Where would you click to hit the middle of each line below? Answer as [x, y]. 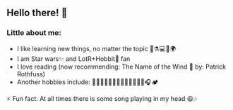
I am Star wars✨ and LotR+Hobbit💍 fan [73, 59]
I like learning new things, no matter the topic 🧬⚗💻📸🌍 [96, 48]
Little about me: [34, 33]
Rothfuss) [31, 74]
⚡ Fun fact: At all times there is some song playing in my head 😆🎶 [102, 98]
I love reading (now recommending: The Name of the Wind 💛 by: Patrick [121, 67]
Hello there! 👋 [37, 13]
